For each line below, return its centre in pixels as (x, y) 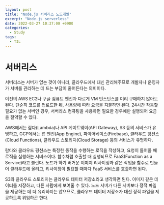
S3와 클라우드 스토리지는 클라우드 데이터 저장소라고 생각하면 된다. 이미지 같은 (79, 179)
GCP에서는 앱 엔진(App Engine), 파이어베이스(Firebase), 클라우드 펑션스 (89, 134)
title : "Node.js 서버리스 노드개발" (39, 14)
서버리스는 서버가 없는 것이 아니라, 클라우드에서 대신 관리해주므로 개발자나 (76, 82)
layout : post (18, 10)
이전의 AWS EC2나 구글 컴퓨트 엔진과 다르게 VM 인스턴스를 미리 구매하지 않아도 (82, 98)
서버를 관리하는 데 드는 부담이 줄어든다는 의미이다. (58, 88)
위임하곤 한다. (35, 198)
